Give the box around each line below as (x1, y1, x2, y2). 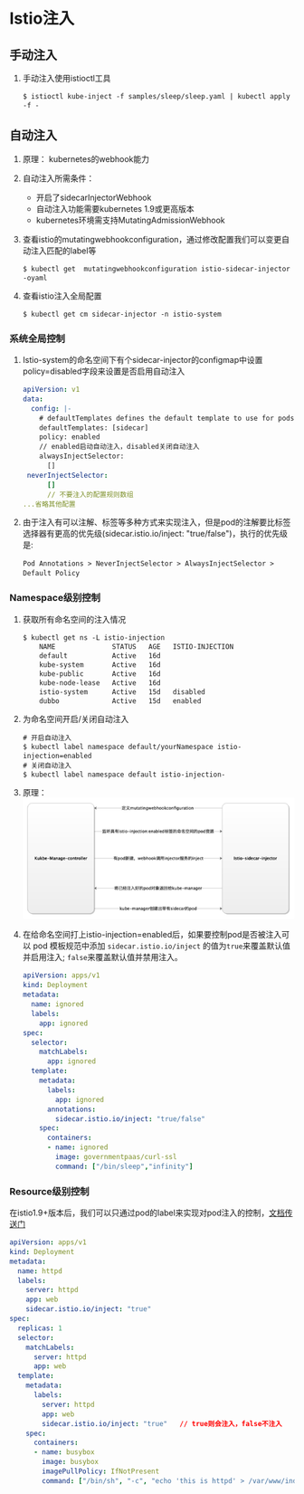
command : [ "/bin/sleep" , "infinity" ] (55, 1162, 194, 1171)
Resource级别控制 (9, 1185, 90, 1197)
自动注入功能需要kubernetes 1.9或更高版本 (35, 203, 195, 214)
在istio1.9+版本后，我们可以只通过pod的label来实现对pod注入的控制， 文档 (9, 1207, 285, 1218)
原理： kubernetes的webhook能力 (22, 153, 150, 164)
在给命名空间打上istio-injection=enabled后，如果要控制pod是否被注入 (22, 929, 282, 940)
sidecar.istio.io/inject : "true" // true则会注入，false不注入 (42, 1419, 282, 1428)
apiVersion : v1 (22, 385, 81, 395)
